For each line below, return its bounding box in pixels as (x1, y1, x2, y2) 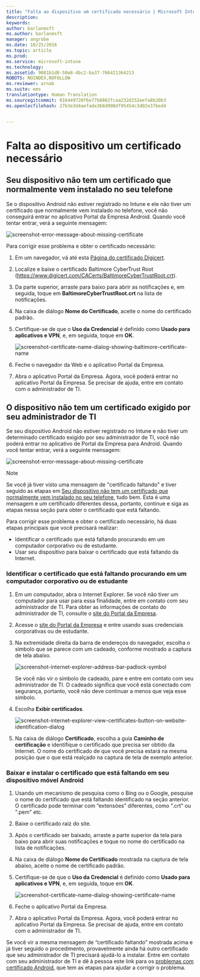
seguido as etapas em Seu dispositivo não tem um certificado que (6, 488, 168, 495)
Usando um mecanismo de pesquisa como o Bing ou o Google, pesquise (14, 789, 193, 797)
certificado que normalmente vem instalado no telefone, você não (6, 207, 168, 214)
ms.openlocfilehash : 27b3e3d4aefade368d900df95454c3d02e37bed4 (6, 102, 167, 109)
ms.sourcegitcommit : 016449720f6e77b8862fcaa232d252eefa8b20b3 (6, 97, 167, 103)
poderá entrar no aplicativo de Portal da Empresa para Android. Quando (6, 440, 183, 447)
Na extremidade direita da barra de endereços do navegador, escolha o (14, 639, 190, 646)
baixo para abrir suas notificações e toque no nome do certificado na (14, 838, 185, 845)
